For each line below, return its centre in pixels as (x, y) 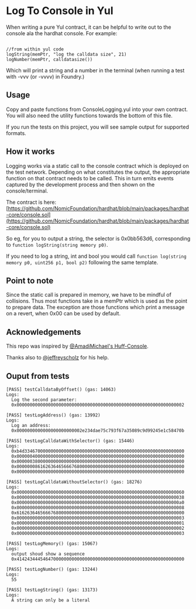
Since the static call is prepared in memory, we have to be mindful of (89, 295)
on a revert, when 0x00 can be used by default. (63, 314)
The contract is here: (31, 202)
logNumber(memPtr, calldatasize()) (49, 59)
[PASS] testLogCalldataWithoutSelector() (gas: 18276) (74, 482)
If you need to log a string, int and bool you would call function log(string (96, 256)
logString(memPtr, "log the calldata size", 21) (66, 54)
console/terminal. (27, 191)
